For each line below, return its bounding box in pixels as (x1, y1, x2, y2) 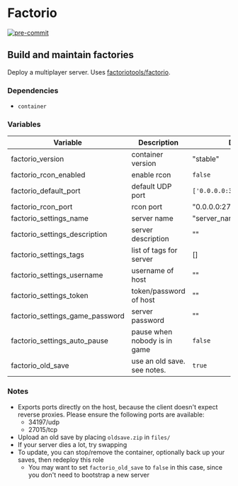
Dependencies (7, 85, 59, 95)
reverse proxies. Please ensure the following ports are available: (17, 410, 205, 419)
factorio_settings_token (11, 291, 89, 301)
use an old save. (131, 356, 186, 366)
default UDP (131, 182, 172, 192)
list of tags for (131, 245, 178, 255)
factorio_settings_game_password (11, 311, 125, 321)
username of (131, 266, 174, 276)
